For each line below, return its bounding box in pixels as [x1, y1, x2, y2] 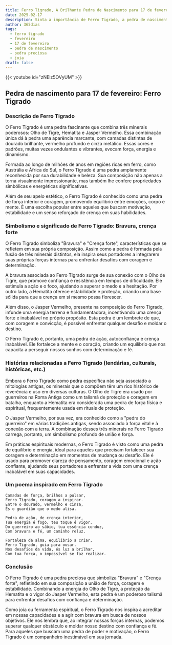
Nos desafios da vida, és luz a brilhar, [5, 546, 95, 552]
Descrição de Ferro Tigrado [5, 112, 75, 120]
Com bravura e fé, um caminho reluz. [5, 528, 86, 534]
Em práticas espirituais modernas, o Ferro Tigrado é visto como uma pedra [5, 441, 164, 447]
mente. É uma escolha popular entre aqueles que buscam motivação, [5, 204, 152, 210]
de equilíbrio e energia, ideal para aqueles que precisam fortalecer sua [5, 446, 155, 452]
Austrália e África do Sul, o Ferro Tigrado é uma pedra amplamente [5, 166, 147, 173]
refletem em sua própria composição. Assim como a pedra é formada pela [5, 246, 162, 252]
